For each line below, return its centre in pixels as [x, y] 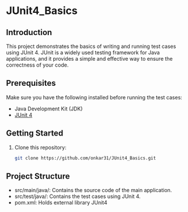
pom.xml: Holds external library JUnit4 [61, 203]
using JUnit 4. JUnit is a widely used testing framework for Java [83, 53]
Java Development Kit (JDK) [48, 109]
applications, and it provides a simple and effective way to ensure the [90, 59]
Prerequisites [31, 83]
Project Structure [38, 176]
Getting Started [35, 133]
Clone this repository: [40, 147]
